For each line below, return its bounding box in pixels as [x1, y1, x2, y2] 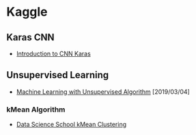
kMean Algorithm [6, 104, 66, 114]
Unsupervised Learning [6, 69, 109, 81]
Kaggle [6, 4, 48, 20]
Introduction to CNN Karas [16, 49, 92, 58]
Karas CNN [6, 32, 55, 43]
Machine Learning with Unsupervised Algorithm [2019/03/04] [16, 87, 191, 96]
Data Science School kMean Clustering [16, 121, 127, 129]
